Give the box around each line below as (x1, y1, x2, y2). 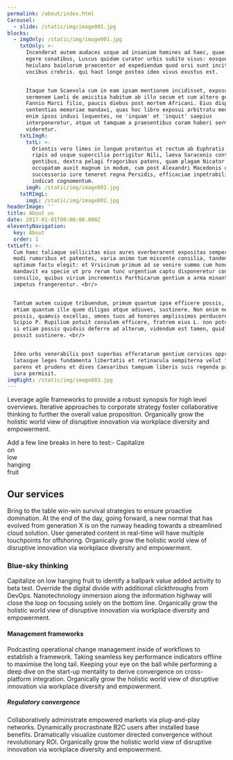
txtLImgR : (19, 132, 49, 139)
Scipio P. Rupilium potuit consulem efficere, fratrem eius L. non (13, 319, 213, 326)
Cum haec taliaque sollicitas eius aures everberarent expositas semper (13, 248, 228, 256)
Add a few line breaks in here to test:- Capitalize (7, 439, 145, 447)
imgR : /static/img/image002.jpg (25, 184, 119, 191)
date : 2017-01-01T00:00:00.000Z (7, 216, 101, 223)
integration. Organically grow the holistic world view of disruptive (32, 674, 219, 683)
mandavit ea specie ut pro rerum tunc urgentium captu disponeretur (13, 268, 216, 275)
